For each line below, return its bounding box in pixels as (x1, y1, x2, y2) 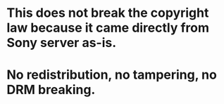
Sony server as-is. (6, 35, 117, 51)
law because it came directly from (6, 20, 209, 36)
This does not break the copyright (6, 5, 209, 21)
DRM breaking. (6, 82, 96, 98)
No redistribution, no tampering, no (6, 67, 218, 83)
